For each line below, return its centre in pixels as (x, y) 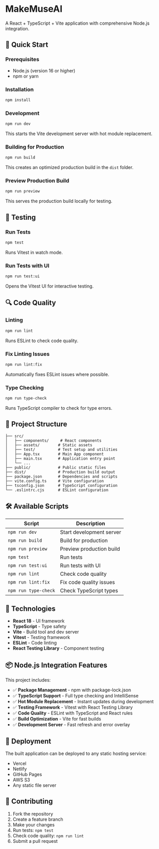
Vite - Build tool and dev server (46, 632)
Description (90, 523)
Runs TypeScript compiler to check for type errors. (59, 408)
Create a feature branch (38, 819)
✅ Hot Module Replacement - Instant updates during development (83, 702)
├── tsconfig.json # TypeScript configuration (61, 485)
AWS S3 (21, 780)
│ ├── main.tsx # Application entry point (60, 458)
